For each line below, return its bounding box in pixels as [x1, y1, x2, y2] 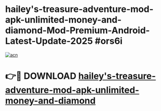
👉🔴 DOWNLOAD [5, 70, 76, 82]
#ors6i [94, 35, 122, 47]
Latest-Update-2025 [5, 35, 93, 47]
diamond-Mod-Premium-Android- [5, 25, 150, 36]
